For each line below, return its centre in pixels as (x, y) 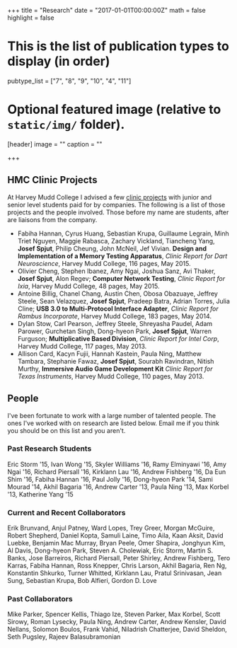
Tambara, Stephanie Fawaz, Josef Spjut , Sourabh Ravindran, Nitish (116, 361)
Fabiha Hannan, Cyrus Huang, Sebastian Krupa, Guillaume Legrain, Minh (123, 233)
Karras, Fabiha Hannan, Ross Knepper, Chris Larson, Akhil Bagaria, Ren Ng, (117, 566)
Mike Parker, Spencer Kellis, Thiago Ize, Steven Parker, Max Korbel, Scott (114, 614)
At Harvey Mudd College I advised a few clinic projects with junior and (110, 197)
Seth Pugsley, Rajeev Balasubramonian (64, 637)
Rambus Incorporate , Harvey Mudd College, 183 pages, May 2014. (115, 316)
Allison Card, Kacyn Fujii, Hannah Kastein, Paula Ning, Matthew (109, 354)
